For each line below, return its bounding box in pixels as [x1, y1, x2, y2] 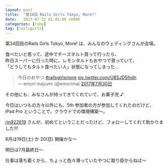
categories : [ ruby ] [5, 21, 46, 27]
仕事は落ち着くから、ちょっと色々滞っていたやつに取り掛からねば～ [5, 157, 147, 163]
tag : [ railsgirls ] [5, 26, 44, 31]
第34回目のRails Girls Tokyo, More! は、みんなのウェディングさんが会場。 [5, 41, 158, 47]
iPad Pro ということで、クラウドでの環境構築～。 [5, 109, 108, 115]
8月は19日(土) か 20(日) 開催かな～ [5, 136, 77, 142]
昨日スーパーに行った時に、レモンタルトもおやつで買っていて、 [5, 57, 137, 63]
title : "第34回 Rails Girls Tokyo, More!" [5, 12, 97, 17]
